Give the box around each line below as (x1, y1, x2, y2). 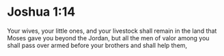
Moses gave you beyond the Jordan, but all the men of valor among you (7, 33, 210, 42)
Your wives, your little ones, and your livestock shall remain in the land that (7, 27, 217, 35)
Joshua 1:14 (7, 4, 76, 20)
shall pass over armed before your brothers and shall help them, (7, 41, 188, 49)
